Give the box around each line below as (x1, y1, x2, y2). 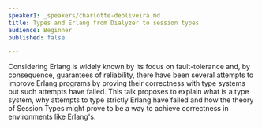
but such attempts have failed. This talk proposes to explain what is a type (8, 87, 250, 97)
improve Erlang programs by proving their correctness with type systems (8, 79, 246, 88)
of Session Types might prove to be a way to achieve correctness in (8, 104, 229, 113)
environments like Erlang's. (8, 112, 96, 122)
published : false (8, 33, 65, 42)
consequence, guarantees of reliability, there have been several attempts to (8, 70, 254, 79)
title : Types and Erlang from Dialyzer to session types (8, 19, 200, 27)
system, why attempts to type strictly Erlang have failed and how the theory (8, 95, 254, 105)
